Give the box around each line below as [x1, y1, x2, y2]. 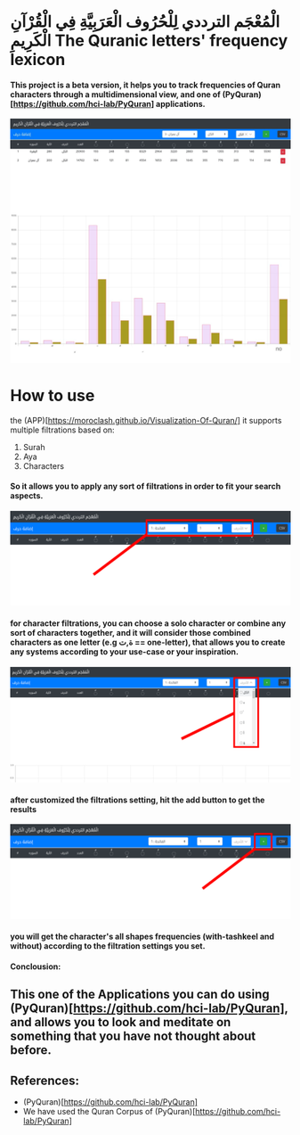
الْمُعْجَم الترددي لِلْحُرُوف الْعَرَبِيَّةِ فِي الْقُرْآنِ [10, 12, 280, 32]
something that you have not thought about [10, 1029, 256, 1044]
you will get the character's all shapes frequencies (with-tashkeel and [10, 931, 275, 942]
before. [10, 1042, 53, 1058]
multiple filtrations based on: [10, 424, 115, 435]
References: [10, 1073, 79, 1088]
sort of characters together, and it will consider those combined [10, 627, 252, 637]
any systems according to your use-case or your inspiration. [10, 646, 239, 657]
